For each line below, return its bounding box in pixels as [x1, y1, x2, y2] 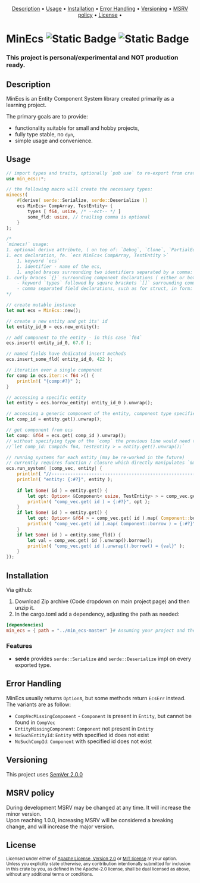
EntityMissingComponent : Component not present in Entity [14, 725, 154, 732]
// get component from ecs [6, 427, 73, 433]
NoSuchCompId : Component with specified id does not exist [14, 738, 152, 745]
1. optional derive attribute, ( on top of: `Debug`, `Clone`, [6, 247, 167, 253]
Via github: [6, 586, 33, 594]
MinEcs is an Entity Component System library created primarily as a [6, 95, 174, 102]
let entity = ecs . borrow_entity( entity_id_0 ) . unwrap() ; [6, 400, 153, 406]
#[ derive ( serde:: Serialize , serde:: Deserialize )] [17, 198, 148, 204]
